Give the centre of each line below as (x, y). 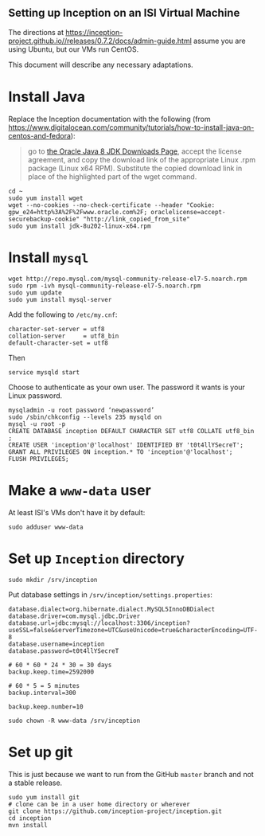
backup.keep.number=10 (46, 707)
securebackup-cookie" (44, 219)
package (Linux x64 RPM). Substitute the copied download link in (135, 168)
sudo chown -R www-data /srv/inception (74, 721)
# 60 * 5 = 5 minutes (44, 686)
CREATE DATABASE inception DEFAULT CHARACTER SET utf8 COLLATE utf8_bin (131, 431)
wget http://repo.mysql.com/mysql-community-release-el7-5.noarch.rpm (128, 279)
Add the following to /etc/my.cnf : (63, 314)
